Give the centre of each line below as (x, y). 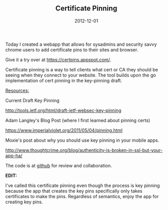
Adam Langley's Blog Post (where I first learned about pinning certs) (78, 120)
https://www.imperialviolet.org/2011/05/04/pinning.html (64, 130)
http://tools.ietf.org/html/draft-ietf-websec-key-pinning (63, 110)
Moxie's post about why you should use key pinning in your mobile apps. (82, 140)
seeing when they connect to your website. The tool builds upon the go (81, 75)
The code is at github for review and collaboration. (59, 165)
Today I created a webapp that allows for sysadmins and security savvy (81, 44)
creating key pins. (24, 202)
